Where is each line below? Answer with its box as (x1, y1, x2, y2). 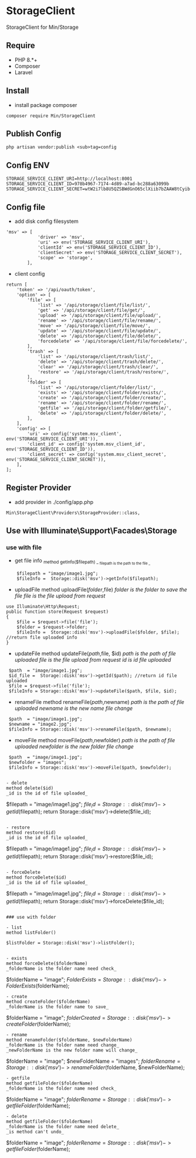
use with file (6, 543, 42, 552)
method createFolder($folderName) (6, 999, 91, 1005)
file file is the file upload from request (14, 592, 106, 599)
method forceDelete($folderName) (6, 960, 88, 967)
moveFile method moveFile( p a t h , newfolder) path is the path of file (14, 736, 175, 743)
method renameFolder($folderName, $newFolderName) (6, 1037, 133, 1043)
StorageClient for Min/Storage (6, 24, 79, 31)
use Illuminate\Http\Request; (6, 603, 80, 609)
